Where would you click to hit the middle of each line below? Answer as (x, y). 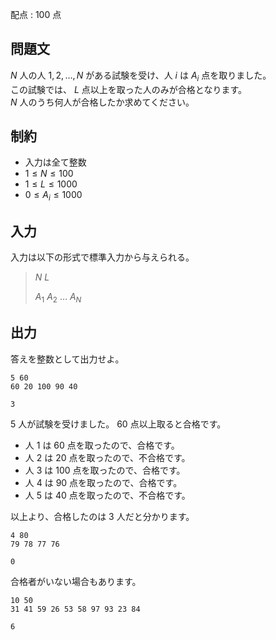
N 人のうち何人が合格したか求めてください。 (102, 102)
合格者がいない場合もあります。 (76, 581)
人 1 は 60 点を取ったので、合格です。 (102, 445)
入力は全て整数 (55, 162)
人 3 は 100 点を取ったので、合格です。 (105, 470)
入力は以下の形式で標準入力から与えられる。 (102, 257)
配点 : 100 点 (36, 14)
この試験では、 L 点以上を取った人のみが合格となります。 (128, 89)
